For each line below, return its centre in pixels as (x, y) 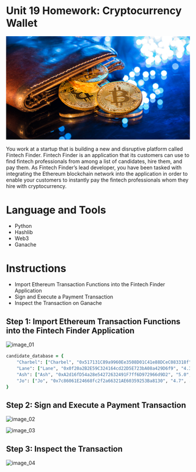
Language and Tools (56, 210)
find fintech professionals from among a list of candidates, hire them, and (94, 161)
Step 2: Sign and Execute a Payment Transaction (96, 405)
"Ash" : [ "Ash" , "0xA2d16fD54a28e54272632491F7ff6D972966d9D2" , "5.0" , (104, 374)
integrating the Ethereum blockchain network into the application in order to (97, 174)
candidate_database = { (35, 356)
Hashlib (24, 232)
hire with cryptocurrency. (36, 186)
